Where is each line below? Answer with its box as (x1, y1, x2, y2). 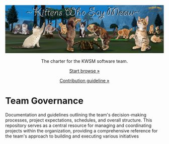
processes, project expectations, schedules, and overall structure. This (5, 117, 152, 123)
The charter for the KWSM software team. (41, 58, 128, 64)
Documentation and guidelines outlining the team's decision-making (5, 111, 147, 117)
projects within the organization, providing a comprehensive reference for (5, 127, 158, 133)
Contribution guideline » (59, 77, 110, 83)
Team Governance (5, 95, 84, 106)
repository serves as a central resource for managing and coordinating (5, 122, 152, 128)
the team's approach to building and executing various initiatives (5, 133, 139, 139)
